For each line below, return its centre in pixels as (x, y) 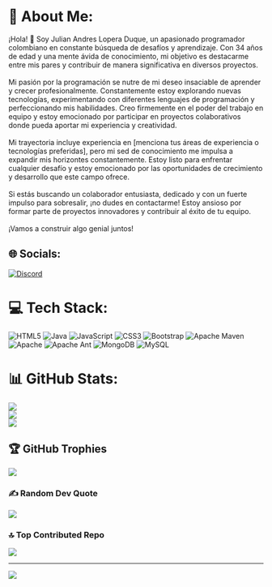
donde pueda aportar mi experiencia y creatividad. (93, 125)
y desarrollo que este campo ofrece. (69, 177)
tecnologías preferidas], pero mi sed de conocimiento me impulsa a (121, 151)
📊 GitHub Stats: (64, 378)
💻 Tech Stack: (58, 308)
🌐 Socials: (35, 254)
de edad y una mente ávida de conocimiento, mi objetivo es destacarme (129, 56)
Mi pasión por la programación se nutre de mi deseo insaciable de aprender (135, 82)
